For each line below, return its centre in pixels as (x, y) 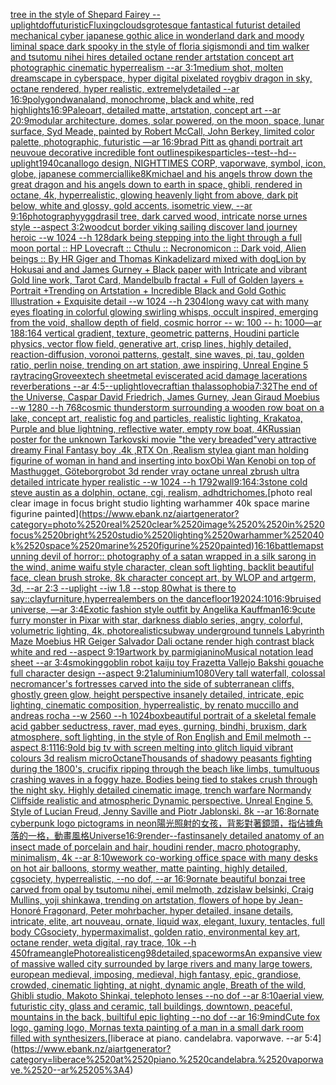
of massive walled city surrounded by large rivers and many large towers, (161, 963)
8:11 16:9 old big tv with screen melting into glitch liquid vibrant (167, 747)
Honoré (26, 910)
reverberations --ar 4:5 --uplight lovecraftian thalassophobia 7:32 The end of (164, 386)
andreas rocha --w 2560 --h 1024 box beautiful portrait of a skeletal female (163, 715)
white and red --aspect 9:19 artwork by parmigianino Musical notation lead (162, 652)
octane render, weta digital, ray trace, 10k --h (103, 942)
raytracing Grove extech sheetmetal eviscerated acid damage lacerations (159, 375)
